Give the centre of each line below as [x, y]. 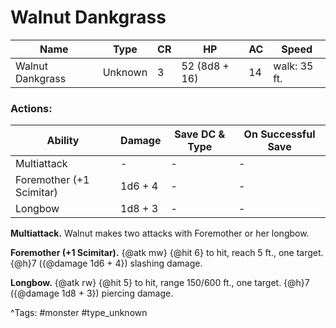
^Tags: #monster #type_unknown [79, 313]
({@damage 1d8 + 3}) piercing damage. [92, 293]
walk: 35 [293, 66]
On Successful [279, 134]
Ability [63, 141]
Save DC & [200, 134]
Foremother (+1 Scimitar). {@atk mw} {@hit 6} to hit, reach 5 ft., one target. [167, 253]
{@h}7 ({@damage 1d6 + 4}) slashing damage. [106, 263]
